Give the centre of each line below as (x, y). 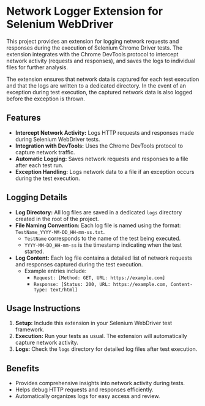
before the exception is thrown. (46, 99)
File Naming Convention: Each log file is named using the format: (98, 225)
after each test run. (39, 165)
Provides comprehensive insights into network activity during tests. (100, 383)
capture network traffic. (45, 152)
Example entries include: (55, 271)
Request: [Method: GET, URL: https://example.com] (99, 278)
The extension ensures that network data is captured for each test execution (103, 79)
